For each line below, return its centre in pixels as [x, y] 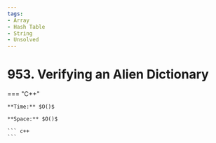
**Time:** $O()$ [31, 107]
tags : [15, 14]
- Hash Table [26, 27]
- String [20, 33]
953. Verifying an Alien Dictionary [108, 75]
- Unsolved [23, 40]
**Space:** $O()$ [33, 119]
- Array [19, 20]
